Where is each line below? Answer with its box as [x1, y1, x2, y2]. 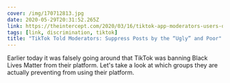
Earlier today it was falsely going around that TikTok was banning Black [7, 54, 208, 62]
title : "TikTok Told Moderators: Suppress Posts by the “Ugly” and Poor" [7, 35, 222, 42]
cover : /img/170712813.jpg [7, 10, 84, 17]
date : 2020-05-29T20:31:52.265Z [7, 16, 99, 23]
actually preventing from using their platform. [7, 69, 135, 77]
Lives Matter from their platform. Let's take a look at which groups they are [7, 61, 218, 69]
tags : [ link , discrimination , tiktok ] [7, 29, 118, 36]
